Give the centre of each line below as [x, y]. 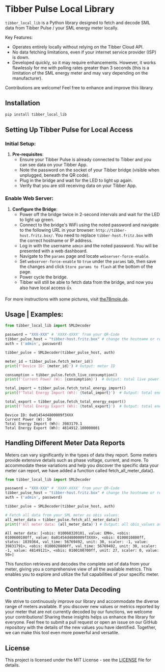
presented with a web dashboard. [54, 251]
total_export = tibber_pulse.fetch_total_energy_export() [66, 402]
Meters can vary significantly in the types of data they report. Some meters [81, 455]
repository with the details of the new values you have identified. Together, [81, 627]
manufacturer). [27, 78]
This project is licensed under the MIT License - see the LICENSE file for [78, 660]
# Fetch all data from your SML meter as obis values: [62, 515]
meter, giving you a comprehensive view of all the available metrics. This [79, 569]
